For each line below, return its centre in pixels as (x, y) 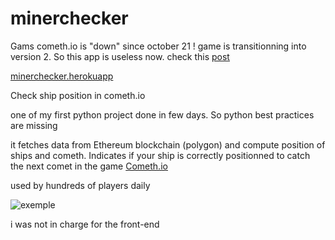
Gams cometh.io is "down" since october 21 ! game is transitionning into (158, 46)
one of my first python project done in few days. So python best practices (162, 114)
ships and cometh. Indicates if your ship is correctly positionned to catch (160, 155)
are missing (34, 125)
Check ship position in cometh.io (78, 95)
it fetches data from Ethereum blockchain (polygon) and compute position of (168, 144)
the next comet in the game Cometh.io (89, 166)
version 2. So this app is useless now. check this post (120, 56)
